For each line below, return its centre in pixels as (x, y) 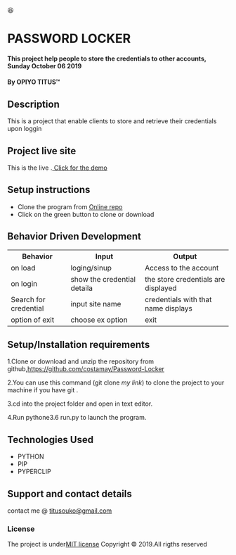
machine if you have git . (43, 390)
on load (23, 268)
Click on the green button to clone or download (86, 214)
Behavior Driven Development (74, 236)
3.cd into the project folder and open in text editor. (80, 404)
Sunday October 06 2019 (45, 66)
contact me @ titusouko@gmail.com (60, 511)
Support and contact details (70, 493)
